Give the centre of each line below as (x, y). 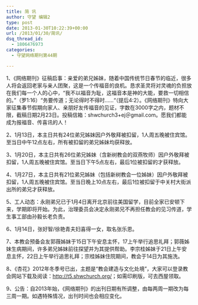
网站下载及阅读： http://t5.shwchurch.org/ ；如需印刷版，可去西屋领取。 (98, 276)
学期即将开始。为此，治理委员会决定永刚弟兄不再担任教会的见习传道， (101, 209)
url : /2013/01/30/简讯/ (34, 34)
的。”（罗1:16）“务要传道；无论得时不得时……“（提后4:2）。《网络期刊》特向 (95, 100)
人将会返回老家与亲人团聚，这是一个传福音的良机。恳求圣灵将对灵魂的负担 (96, 85)
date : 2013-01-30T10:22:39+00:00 (47, 28)
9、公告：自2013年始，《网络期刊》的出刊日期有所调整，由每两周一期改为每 (98, 289)
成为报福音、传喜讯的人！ (37, 122)
